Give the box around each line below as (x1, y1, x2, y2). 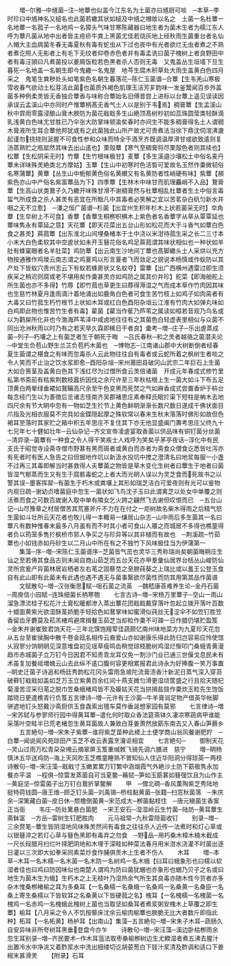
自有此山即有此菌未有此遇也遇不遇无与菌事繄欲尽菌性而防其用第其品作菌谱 (7, 573, 218, 581)
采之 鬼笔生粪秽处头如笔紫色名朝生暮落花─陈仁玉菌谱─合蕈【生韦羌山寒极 (7, 75, 221, 83)
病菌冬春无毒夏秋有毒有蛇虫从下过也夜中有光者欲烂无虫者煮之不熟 (36, 41, 224, 48)
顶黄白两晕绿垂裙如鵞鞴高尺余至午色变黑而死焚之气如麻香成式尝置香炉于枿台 (7, 384, 224, 392)
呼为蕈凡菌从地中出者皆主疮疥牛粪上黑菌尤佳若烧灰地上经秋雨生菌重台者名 (7, 32, 218, 40)
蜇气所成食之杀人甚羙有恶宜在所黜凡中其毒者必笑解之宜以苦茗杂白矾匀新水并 (7, 195, 224, 203)
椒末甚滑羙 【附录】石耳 (7, 952, 85, 959)
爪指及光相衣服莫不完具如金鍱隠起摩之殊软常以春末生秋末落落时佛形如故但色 (7, 410, 224, 418)
